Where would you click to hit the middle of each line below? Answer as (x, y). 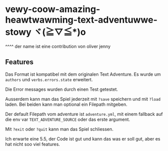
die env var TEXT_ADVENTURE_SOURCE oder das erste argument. (68, 119)
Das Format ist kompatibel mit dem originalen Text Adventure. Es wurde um (83, 74)
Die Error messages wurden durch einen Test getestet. (62, 89)
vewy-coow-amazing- (53, 9)
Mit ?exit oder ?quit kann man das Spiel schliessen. (59, 129)
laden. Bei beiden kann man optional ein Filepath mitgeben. (66, 104)
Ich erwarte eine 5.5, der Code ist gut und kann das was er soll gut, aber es (83, 138)
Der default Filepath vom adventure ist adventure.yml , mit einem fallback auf (84, 114)
